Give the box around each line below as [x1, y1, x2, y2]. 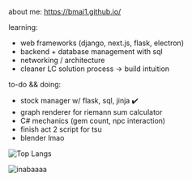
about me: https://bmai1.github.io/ [8, 7, 122, 16]
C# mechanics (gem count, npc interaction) [19, 116, 166, 125]
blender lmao [19, 133, 65, 142]
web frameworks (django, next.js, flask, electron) [19, 38, 185, 48]
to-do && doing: [8, 80, 62, 89]
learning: [8, 23, 38, 32]
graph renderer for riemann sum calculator [19, 107, 163, 116]
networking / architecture [19, 56, 105, 65]
